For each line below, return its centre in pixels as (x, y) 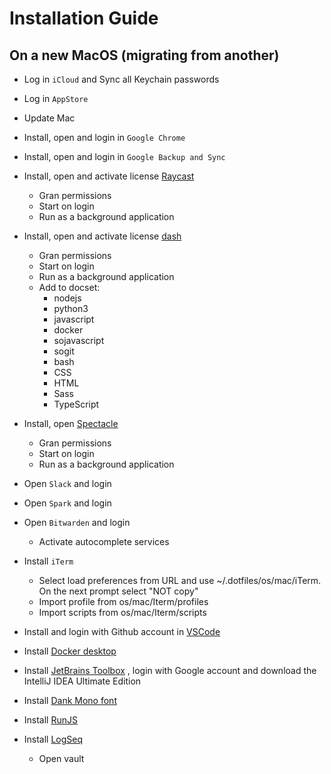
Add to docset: (69, 287)
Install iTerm (48, 561)
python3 (71, 308)
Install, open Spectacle (71, 423)
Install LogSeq (53, 739)
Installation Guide (84, 18)
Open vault (61, 758)
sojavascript (79, 340)
